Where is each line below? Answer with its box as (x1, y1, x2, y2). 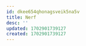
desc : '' (6, 20, 28, 26)
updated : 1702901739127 (6, 25, 67, 32)
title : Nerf (6, 14, 36, 20)
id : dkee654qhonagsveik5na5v (6, 8, 80, 15)
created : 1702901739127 (6, 31, 67, 37)
